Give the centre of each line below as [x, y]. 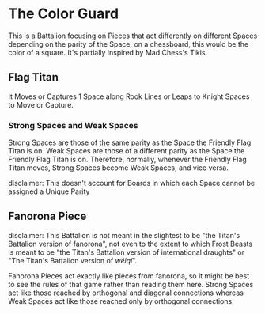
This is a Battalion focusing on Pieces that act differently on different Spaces [133, 36]
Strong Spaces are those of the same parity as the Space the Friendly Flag [130, 142]
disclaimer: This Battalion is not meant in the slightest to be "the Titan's [124, 235]
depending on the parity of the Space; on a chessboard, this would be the [129, 44]
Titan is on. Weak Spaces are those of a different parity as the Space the [127, 151]
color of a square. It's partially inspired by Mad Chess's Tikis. [108, 52]
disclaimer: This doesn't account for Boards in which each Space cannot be [132, 183]
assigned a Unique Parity [49, 191]
